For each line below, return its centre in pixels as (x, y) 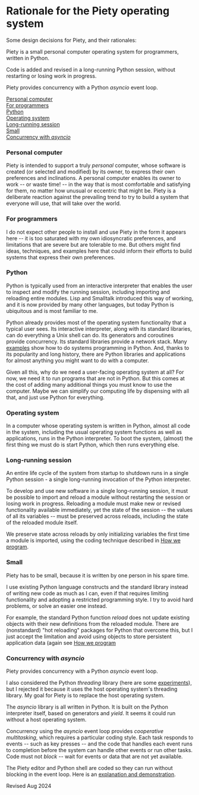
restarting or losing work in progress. (51, 76)
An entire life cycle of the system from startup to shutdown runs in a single (97, 473)
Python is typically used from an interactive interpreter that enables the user (99, 285)
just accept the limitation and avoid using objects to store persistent (89, 636)
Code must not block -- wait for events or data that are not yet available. (94, 757)
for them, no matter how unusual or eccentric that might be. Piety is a (91, 191)
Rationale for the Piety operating (88, 11)
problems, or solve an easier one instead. (57, 605)
